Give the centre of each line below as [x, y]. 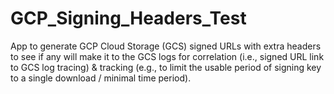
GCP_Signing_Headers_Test [128, 18]
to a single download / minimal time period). [101, 78]
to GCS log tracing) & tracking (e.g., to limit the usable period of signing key [166, 67]
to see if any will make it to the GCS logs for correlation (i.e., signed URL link [167, 56]
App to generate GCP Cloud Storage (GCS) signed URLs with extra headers [166, 46]
